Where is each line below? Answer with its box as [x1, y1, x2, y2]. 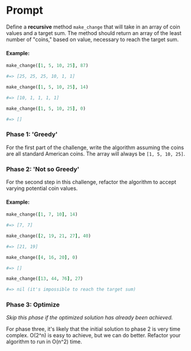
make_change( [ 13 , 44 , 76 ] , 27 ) [6, 276, 83, 282]
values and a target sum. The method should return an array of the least [6, 29, 182, 36]
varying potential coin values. [6, 185, 78, 192]
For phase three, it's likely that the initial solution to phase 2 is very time [6, 325, 180, 333]
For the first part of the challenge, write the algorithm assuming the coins [6, 144, 184, 151]
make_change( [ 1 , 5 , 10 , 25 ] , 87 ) [6, 63, 89, 69]
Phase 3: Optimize [6, 301, 60, 309]
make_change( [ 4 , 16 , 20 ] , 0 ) [6, 254, 78, 260]
